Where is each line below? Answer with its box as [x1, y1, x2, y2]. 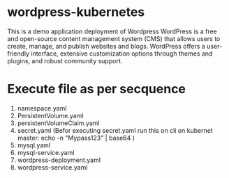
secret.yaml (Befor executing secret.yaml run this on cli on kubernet [17, 126, 213, 134]
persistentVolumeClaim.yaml [17, 119, 100, 127]
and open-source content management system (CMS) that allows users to [7, 34, 221, 42]
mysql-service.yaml [17, 148, 75, 156]
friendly [7, 49, 30, 58]
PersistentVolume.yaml [17, 111, 84, 120]
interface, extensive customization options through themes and [31, 49, 213, 58]
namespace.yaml [17, 104, 67, 112]
